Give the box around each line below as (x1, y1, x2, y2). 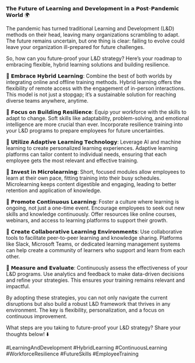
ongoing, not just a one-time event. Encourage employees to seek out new (6, 204, 185, 211)
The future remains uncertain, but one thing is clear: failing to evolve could (6, 37, 185, 44)
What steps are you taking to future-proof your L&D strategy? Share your (6, 324, 181, 331)
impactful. (6, 283, 30, 289)
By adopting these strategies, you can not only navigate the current (6, 294, 168, 301)
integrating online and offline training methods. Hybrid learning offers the (6, 79, 182, 85)
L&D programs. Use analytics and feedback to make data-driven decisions (6, 271, 185, 277)
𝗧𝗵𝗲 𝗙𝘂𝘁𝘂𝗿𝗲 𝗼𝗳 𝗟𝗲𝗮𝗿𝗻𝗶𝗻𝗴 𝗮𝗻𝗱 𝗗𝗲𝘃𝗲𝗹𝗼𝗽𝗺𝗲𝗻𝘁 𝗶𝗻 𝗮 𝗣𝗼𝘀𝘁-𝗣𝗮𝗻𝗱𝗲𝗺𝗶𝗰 (6, 5, 179, 12)
